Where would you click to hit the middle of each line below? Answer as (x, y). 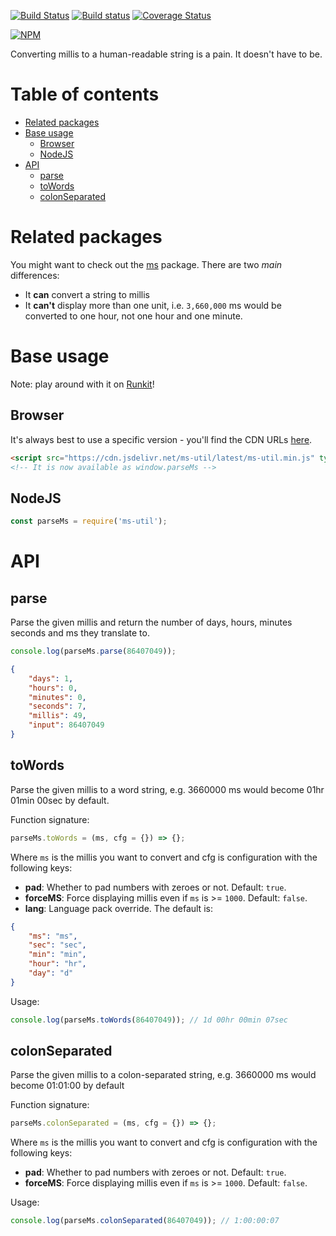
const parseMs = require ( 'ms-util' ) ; (89, 521)
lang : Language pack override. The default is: (118, 908)
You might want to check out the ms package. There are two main (146, 264)
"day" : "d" (51, 973)
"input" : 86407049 (66, 725)
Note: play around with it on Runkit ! (82, 384)
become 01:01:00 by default (67, 1086)
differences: (35, 275)
